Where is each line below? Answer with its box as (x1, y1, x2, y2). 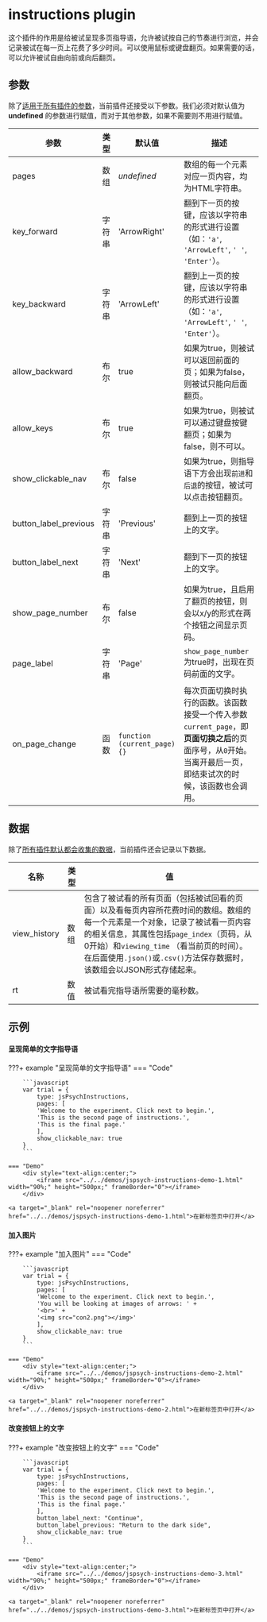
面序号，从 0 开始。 (184, 744, 252, 755)
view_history (12, 928, 60, 939)
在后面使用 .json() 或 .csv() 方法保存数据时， (83, 952, 249, 963)
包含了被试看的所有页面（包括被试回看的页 (83, 892, 244, 903)
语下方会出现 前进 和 (184, 467, 253, 478)
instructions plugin (8, 6, 137, 24)
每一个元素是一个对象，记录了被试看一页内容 (83, 916, 252, 927)
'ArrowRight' (118, 226, 164, 237)
